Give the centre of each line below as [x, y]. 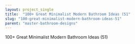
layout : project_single [29, 10]
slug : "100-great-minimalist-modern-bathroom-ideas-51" [63, 19]
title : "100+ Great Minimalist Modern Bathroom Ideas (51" [68, 14]
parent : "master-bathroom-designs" [41, 23]
